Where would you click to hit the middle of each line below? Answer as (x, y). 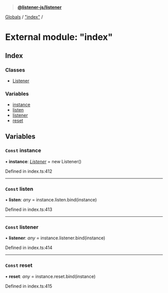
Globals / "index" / (24, 17)
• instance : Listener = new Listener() (43, 161)
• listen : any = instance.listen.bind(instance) (51, 200)
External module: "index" (59, 37)
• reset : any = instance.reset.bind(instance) (50, 276)
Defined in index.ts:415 (29, 286)
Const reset (19, 265)
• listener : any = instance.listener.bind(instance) (55, 238)
